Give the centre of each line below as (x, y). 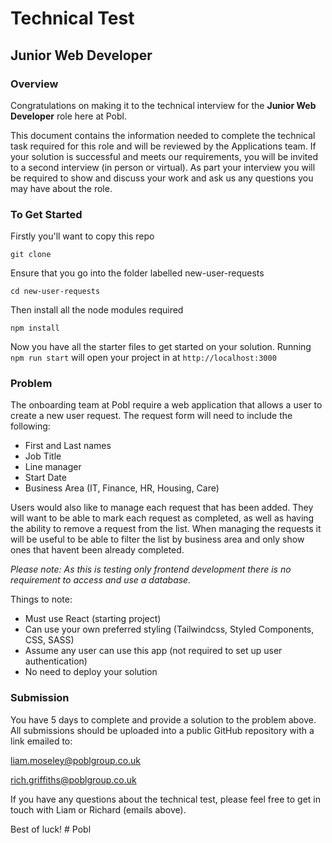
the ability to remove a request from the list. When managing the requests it (166, 529)
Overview (34, 84)
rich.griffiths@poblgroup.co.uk (73, 779)
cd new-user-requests (55, 292)
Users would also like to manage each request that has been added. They (162, 508)
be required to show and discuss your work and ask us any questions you (162, 178)
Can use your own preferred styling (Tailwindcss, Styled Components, (169, 629)
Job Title (43, 456)
